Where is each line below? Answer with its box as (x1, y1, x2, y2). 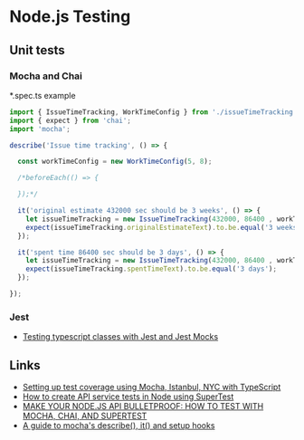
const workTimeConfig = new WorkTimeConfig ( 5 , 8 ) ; (17, 157, 213, 167)
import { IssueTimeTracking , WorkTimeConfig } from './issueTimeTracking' (9, 107, 298, 117)
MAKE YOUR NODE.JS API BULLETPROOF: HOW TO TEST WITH (22, 400, 264, 411)
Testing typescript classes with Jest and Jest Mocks (22, 331, 219, 342)
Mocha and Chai (9, 70, 83, 82)
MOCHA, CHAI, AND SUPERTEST (22, 410, 147, 421)
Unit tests (9, 43, 65, 58)
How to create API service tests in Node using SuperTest (22, 391, 234, 402)
